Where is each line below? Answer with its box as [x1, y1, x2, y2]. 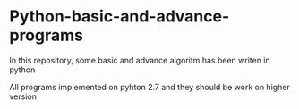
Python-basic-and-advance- [9, 6, 230, 27]
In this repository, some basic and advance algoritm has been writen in [9, 54, 270, 65]
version [9, 91, 38, 102]
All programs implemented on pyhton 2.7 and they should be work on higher [9, 81, 291, 92]
